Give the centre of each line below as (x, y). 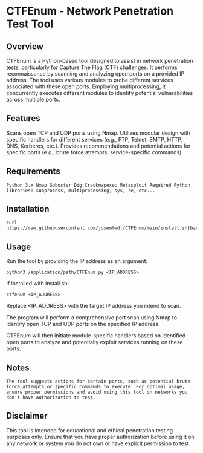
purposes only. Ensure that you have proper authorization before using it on (100, 437)
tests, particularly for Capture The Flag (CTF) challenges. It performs (92, 67)
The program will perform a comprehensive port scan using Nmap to (92, 318)
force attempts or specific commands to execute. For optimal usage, (96, 387)
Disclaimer (27, 416)
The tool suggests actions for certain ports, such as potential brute (98, 382)
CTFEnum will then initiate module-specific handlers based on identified (96, 336)
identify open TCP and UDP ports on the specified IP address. (83, 324)
